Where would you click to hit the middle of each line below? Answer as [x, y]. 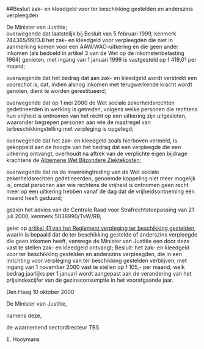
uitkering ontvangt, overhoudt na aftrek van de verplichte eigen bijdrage [97, 153]
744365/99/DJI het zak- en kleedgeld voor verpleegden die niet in [89, 40]
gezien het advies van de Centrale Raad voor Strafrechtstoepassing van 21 [100, 210]
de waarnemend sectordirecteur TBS [53, 327]
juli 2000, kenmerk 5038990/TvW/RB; [54, 216]
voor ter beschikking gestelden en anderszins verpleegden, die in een [94, 254]
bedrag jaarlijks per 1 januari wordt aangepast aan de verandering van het [99, 274]
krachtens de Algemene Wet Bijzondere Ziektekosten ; [74, 160]
